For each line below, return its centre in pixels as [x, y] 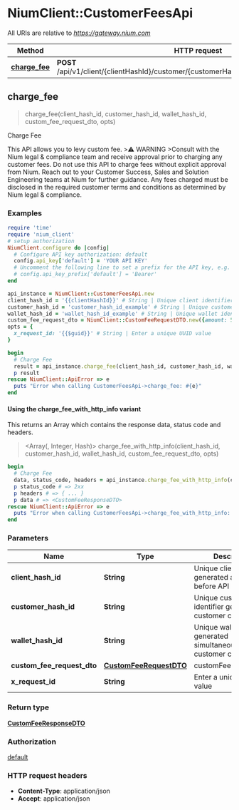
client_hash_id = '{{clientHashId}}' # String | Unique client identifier [121, 300]
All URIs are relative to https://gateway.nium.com [79, 33]
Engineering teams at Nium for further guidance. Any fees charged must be [118, 179]
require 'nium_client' [41, 234]
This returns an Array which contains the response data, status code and [114, 425]
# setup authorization [41, 241]
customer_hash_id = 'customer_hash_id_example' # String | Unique [108, 307]
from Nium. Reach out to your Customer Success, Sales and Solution [108, 172]
